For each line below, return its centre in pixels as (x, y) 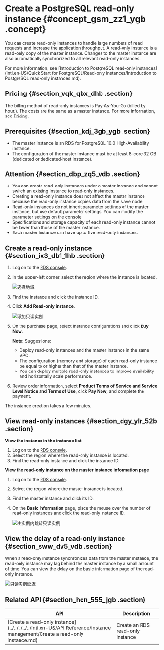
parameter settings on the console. (47, 217)
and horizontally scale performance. (56, 376)
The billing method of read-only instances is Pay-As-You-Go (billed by (75, 105)
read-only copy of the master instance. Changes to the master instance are (81, 53)
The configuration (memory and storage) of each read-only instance (88, 361)
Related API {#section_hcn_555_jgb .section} (76, 600)
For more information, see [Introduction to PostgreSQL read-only (70, 68)
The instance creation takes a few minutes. (48, 406)
